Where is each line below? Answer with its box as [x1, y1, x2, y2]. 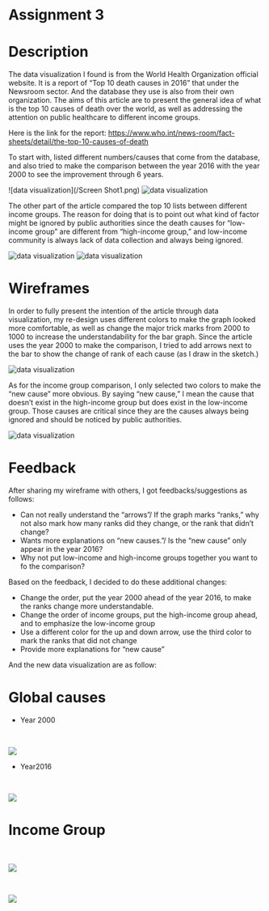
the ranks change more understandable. [19, 601, 154, 611]
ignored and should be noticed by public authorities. [8, 415, 183, 425]
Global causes [8, 689, 107, 707]
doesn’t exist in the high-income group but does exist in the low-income [8, 398, 248, 408]
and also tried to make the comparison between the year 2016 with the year [8, 161, 260, 171]
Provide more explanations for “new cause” [19, 645, 165, 654]
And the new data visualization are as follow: [8, 660, 158, 669]
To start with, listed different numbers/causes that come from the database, [8, 152, 260, 163]
